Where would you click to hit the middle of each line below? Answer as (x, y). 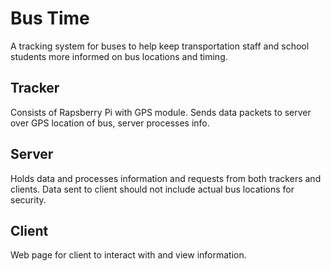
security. (28, 199)
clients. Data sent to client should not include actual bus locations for (152, 189)
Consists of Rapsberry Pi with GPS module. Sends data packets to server (161, 112)
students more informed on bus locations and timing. (119, 56)
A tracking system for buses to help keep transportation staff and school (160, 46)
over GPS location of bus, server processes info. (110, 123)
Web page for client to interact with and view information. (128, 255)
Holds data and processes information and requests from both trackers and (166, 178)
